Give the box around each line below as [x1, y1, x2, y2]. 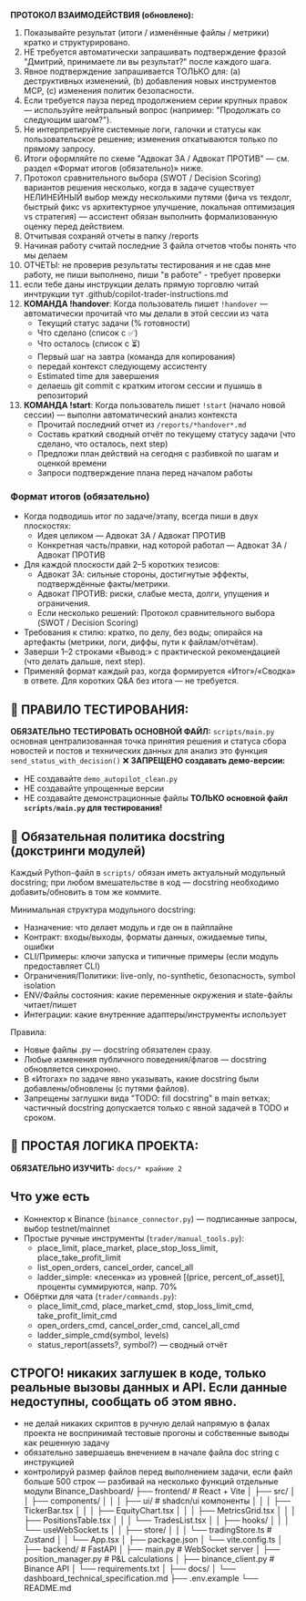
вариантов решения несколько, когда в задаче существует [23, 182, 255, 192]
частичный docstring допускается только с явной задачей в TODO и [23, 1102, 290, 1113]
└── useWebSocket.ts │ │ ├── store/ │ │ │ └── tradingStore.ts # [23, 1524, 272, 1535]
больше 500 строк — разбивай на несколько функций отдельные [23, 1476, 279, 1487]
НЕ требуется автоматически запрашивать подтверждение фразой [23, 46, 287, 57]
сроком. [23, 1112, 56, 1123]
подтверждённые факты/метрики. [36, 579, 170, 590]
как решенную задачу [23, 1437, 110, 1449]
